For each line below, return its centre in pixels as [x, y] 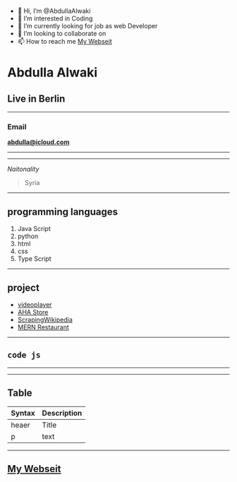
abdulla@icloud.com [38, 142]
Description [62, 413]
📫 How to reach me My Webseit [65, 41]
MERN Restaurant [43, 327]
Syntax [23, 413]
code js [24, 355]
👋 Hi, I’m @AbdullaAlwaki [54, 11]
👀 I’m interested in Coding [55, 18]
